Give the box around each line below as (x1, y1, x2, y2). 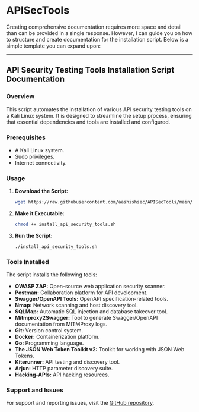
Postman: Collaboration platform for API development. (14, 289, 148, 296)
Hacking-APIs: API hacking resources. (14, 371, 110, 378)
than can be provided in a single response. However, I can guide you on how (6, 29, 193, 36)
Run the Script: (14, 232, 53, 239)
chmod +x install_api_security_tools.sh (14, 221, 116, 228)
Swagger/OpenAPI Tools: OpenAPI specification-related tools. (14, 295, 169, 303)
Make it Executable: (14, 210, 65, 217)
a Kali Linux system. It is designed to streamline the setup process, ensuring (6, 112, 192, 119)
